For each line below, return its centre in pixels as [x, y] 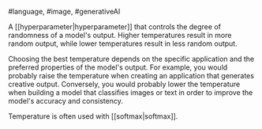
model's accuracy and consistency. [66, 101]
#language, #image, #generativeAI [64, 11]
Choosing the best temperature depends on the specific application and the [131, 59]
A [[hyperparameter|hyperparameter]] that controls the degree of [114, 27]
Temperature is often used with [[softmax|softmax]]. [93, 116]
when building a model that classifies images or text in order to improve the [131, 93]
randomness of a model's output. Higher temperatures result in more [120, 35]
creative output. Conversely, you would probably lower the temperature [124, 84]
